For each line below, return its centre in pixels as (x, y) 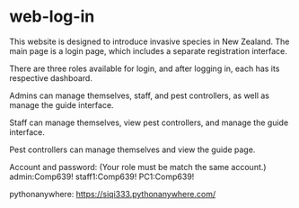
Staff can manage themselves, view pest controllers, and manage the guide (149, 122)
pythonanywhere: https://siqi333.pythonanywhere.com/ (113, 194)
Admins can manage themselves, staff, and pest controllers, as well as (139, 95)
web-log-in (52, 17)
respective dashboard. (51, 77)
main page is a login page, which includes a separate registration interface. (148, 50)
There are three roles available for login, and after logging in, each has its (145, 68)
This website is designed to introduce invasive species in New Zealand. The (149, 41)
